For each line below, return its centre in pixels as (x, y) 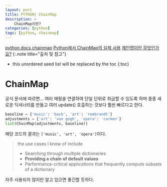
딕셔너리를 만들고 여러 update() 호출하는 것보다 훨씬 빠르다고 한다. (79, 105)
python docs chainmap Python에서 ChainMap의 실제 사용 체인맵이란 (74, 48)
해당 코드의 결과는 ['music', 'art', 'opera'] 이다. (56, 134)
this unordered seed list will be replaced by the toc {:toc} (71, 64)
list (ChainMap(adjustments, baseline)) (47, 123)
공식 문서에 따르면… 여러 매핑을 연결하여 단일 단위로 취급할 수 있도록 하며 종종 (81, 98)
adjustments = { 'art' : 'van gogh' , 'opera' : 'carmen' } (63, 119)
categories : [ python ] (28, 28)
